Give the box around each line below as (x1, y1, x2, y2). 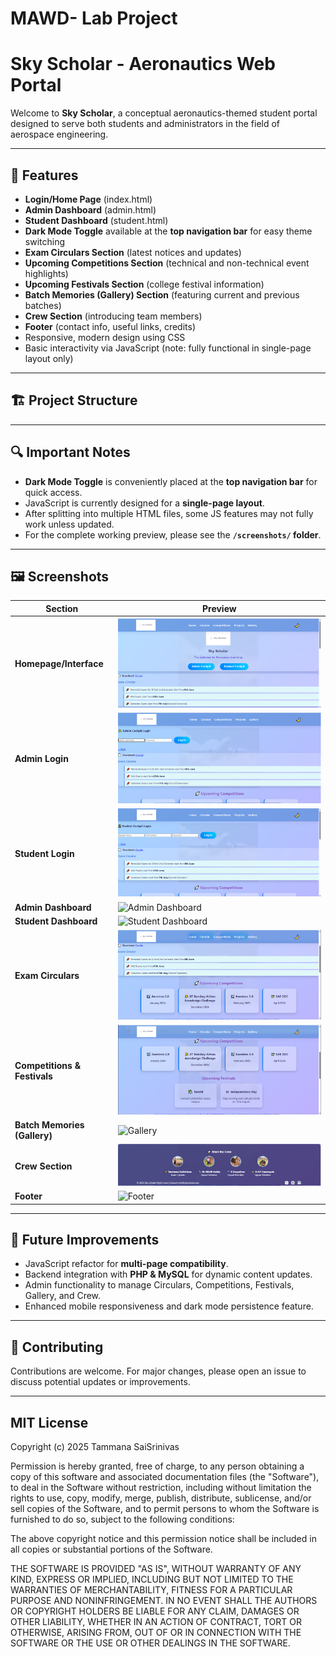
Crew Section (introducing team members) (24, 310, 203, 322)
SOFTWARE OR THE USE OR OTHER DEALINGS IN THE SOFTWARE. (10, 1637, 291, 1649)
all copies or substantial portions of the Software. (10, 1543, 213, 1556)
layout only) (24, 352, 74, 364)
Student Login (14, 847, 75, 859)
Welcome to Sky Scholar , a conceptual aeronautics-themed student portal (10, 107, 318, 119)
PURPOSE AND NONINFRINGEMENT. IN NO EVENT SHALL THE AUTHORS (10, 1595, 318, 1607)
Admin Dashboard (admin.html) (24, 203, 157, 216)
